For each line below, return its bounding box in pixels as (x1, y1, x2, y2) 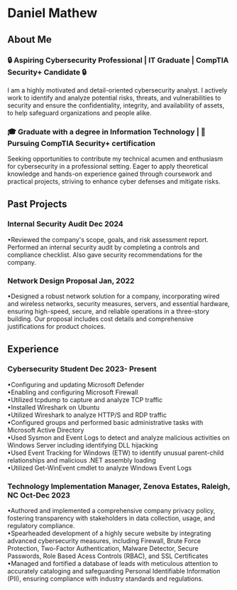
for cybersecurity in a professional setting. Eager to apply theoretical (7, 162, 208, 171)
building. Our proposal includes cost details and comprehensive (7, 315, 194, 323)
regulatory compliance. (7, 522, 75, 530)
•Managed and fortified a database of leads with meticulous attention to (7, 559, 219, 568)
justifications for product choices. (7, 322, 106, 331)
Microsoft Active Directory (7, 426, 84, 434)
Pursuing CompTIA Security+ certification (7, 138, 156, 148)
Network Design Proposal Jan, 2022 (7, 275, 135, 285)
